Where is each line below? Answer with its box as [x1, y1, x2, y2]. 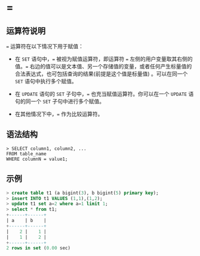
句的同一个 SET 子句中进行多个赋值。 [14, 98, 105, 105]
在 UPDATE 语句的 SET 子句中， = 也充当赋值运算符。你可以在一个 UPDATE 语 [14, 90, 194, 97]
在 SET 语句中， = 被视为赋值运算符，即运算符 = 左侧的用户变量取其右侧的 [14, 55, 193, 63]
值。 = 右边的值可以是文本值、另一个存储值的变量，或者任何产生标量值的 [14, 63, 192, 70]
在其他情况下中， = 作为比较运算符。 [14, 111, 103, 117]
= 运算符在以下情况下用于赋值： [6, 43, 84, 49]
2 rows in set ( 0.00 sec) [6, 245, 70, 251]
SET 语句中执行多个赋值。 [14, 78, 78, 85]
